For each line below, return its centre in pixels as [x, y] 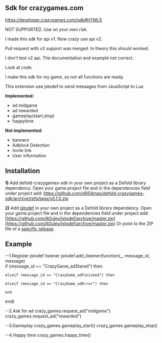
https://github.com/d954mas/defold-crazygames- [94, 193]
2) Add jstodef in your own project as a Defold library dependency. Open [78, 208]
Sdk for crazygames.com [44, 8]
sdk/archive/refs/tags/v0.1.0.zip [37, 198]
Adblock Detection [31, 145]
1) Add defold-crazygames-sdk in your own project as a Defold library [76, 183]
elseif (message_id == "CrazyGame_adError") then [57, 284]
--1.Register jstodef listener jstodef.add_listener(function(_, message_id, [78, 256]
